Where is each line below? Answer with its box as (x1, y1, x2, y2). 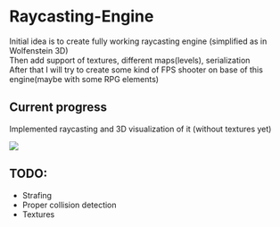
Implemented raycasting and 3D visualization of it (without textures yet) (9, 123, 272, 134)
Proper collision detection (21, 199, 118, 210)
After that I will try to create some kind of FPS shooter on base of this (9, 64, 263, 75)
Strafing (21, 189, 52, 200)
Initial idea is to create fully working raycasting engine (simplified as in (9, 36, 268, 46)
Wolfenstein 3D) (9, 45, 69, 55)
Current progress (9, 100, 108, 115)
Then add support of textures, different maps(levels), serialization (9, 55, 251, 65)
